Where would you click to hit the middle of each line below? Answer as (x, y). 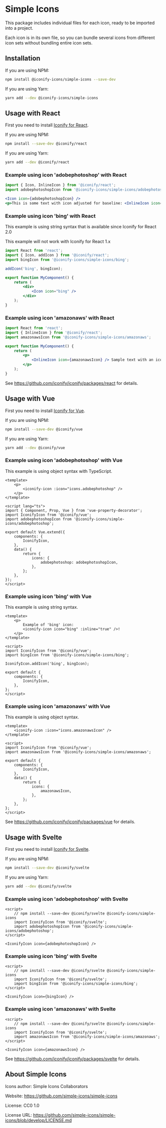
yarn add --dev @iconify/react (37, 162)
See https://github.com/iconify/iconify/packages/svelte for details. (73, 1059)
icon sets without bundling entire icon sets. (49, 42)
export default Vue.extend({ (35, 532)
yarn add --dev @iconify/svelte (38, 886)
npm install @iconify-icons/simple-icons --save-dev (61, 79)
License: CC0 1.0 (22, 1105)
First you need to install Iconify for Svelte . (47, 849)
